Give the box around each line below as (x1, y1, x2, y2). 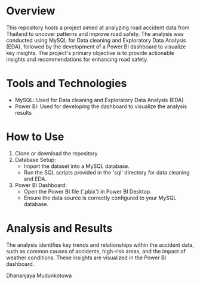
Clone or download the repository (14, 149, 98, 157)
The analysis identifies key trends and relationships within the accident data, (6, 241, 194, 249)
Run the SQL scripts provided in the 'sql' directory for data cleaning (23, 168, 190, 176)
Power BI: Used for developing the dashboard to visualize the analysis (14, 103, 187, 110)
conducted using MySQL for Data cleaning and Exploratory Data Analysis (6, 36, 186, 44)
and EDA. (23, 175, 47, 182)
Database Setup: (14, 156, 56, 163)
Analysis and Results (6, 222, 113, 235)
